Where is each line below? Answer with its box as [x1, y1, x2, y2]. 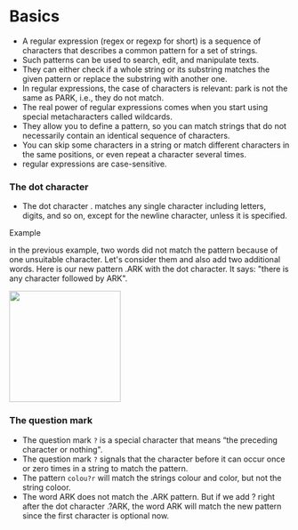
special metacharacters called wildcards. [21, 111, 173, 122]
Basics [9, 6, 60, 27]
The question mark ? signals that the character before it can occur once [21, 454, 286, 464]
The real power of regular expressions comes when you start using [21, 101, 269, 112]
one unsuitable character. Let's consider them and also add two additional [9, 254, 281, 265]
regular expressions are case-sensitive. [21, 158, 167, 169]
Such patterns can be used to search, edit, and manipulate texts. [21, 54, 260, 65]
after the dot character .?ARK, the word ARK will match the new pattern [21, 501, 282, 511]
